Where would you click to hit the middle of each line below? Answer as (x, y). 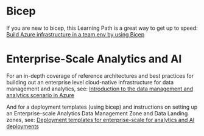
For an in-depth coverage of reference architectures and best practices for (100, 76)
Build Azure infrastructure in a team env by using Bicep (76, 34)
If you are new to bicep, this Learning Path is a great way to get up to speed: (102, 28)
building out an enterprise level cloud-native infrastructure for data (90, 82)
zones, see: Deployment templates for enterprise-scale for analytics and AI (100, 120)
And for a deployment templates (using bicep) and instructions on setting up (102, 107)
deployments (23, 126)
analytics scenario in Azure (40, 95)
